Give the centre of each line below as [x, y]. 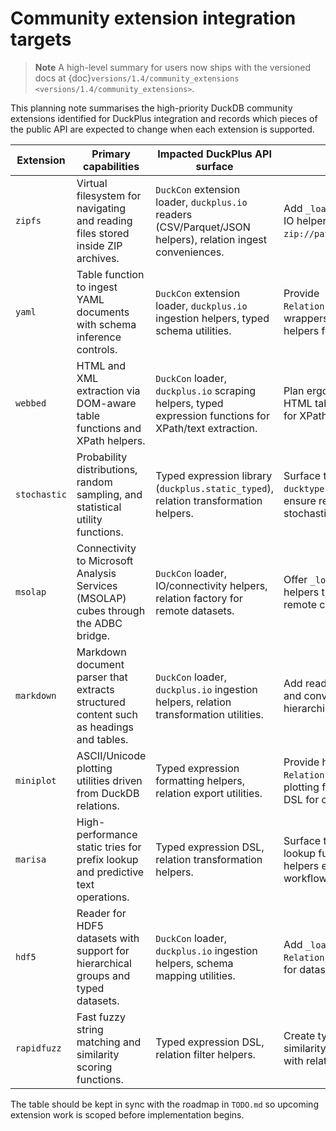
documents [103, 312]
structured [101, 702]
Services [97, 585]
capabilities [111, 166]
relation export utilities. [209, 793]
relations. [98, 805]
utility [89, 519]
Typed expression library [214, 475]
